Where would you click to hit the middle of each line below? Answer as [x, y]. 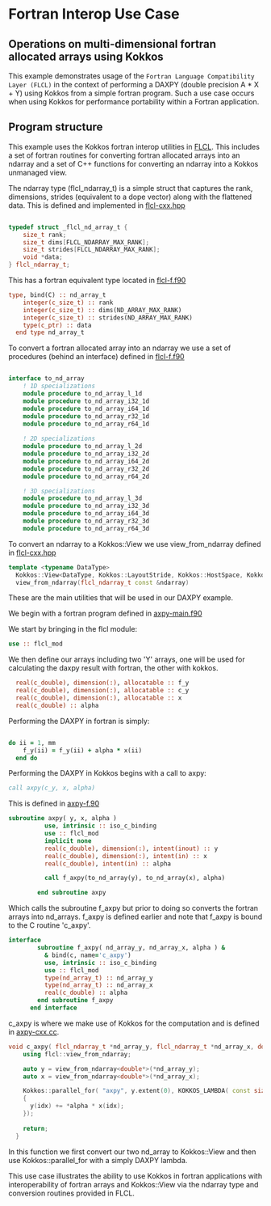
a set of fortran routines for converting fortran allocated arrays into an [124, 155]
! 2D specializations [59, 439]
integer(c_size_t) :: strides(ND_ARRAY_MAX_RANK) [108, 317]
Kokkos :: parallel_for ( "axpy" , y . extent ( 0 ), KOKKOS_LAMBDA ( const [137, 1091]
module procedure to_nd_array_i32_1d [86, 401]
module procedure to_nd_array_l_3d [83, 498]
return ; [35, 1128]
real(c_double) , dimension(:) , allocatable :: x [99, 698]
